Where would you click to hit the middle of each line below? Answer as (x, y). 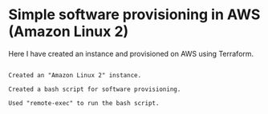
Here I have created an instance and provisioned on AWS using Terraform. (131, 53)
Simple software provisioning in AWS (134, 15)
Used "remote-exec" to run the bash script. (84, 103)
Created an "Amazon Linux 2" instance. (75, 75)
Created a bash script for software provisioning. (95, 89)
